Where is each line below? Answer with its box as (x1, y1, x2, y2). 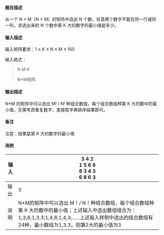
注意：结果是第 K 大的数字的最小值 (5, 130, 75, 137)
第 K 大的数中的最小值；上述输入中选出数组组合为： (18, 207, 137, 214)
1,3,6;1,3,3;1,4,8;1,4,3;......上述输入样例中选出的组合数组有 (18, 214, 153, 221)
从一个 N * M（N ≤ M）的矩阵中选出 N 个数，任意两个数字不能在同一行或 (5, 16, 152, 22)
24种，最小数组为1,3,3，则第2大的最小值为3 (18, 222, 122, 229)
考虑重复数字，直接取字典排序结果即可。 (26, 107, 108, 113)
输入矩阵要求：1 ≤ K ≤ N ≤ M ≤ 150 (5, 47, 75, 52)
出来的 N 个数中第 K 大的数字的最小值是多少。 (26, 23, 119, 28)
